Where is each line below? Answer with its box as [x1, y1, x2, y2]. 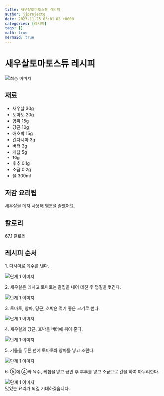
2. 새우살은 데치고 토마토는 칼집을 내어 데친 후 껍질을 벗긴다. [5, 284, 121, 290]
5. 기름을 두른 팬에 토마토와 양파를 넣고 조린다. [5, 347, 95, 353]
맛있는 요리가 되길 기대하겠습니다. [5, 386, 70, 392]
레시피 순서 [5, 249, 37, 257]
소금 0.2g [12, 166, 31, 172]
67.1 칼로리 [5, 233, 26, 239]
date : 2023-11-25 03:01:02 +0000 [5, 16, 74, 21]
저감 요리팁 [5, 189, 37, 197]
